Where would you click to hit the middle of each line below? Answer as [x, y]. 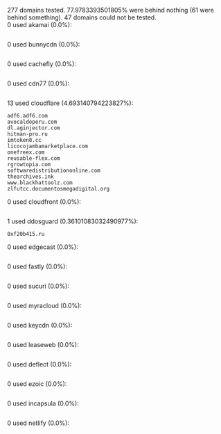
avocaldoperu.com [32, 122]
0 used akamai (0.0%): [39, 25]
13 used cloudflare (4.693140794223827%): [70, 103]
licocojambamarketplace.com [48, 146]
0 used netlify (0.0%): [38, 423]
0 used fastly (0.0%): [37, 266]
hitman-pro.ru [28, 134]
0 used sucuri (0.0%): [38, 286]
